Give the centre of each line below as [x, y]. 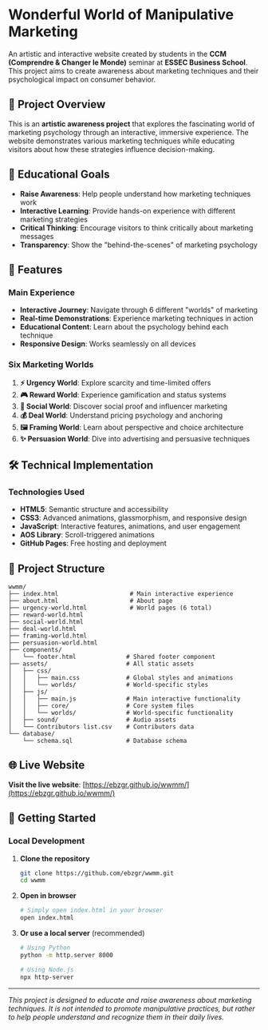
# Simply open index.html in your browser [91, 910]
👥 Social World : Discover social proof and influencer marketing [124, 406]
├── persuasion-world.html [53, 643]
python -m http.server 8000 [66, 955]
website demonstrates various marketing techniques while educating [122, 141]
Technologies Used [47, 492]
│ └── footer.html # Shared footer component [112, 657]
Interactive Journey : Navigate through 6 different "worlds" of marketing [138, 310]
